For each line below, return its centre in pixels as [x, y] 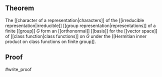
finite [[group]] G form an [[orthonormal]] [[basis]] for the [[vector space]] [81, 31]
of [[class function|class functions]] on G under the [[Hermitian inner [76, 36]
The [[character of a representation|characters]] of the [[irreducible [75, 20]
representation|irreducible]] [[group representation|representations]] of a [80, 25]
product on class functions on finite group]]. [50, 41]
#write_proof [18, 69]
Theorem [20, 8]
